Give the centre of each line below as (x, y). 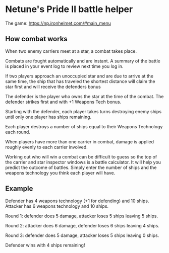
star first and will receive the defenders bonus (53, 87)
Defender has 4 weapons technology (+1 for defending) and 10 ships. (77, 201)
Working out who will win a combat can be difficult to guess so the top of (81, 156)
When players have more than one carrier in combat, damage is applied (80, 141)
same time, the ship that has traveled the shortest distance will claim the (80, 81)
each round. (18, 132)
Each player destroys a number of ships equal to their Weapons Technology (84, 126)
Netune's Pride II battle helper (69, 9)
